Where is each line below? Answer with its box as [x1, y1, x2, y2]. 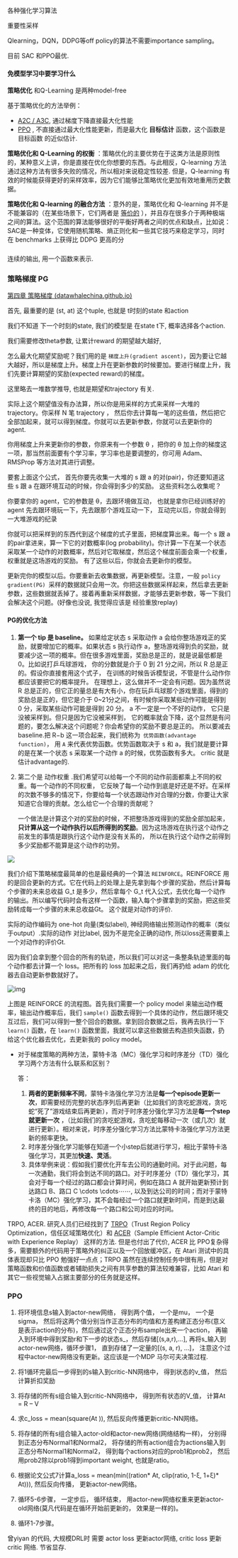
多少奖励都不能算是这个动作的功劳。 [17, 840, 124, 849]
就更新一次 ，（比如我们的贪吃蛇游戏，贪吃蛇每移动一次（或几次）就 [28, 1115, 226, 1124]
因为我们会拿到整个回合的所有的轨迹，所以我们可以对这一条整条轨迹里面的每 [7, 953, 231, 961]
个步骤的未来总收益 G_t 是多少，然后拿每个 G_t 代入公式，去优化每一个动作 [7, 887, 226, 895]
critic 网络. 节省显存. [7, 1542, 67, 1551]
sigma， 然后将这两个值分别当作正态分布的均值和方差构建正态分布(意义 [17, 1316, 226, 1325]
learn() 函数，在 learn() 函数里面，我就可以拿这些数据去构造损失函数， [7, 1026, 219, 1034]
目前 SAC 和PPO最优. [7, 52, 69, 60]
